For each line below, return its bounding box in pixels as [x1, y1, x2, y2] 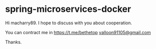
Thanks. [5, 39, 22, 45]
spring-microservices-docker [5, 3, 131, 15]
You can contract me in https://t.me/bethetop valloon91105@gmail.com [5, 29, 151, 35]
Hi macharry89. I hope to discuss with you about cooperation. [5, 20, 132, 26]
